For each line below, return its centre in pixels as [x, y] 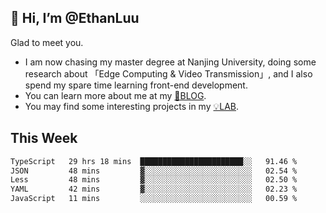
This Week [44, 138]
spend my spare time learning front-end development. [136, 85]
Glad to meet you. [47, 42]
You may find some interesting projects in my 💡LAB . [132, 106]
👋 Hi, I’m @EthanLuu [75, 18]
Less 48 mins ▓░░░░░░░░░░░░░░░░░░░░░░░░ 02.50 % [154, 180]
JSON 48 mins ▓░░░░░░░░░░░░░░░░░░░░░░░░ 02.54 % [154, 171]
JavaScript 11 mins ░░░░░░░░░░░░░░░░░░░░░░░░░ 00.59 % [154, 199]
